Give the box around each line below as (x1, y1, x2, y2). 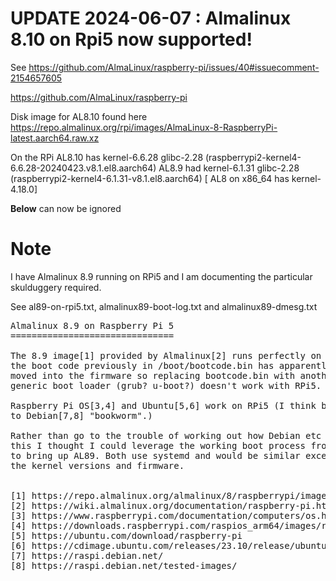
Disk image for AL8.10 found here (10, 110, 148, 122)
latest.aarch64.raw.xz (10, 132, 100, 144)
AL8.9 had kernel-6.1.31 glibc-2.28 (158, 162, 300, 174)
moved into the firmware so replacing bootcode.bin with (10, 370, 296, 381)
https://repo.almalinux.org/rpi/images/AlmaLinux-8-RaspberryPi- (10, 121, 278, 133)
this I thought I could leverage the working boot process (10, 440, 307, 451)
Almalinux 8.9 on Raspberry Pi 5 (10, 320, 175, 331)
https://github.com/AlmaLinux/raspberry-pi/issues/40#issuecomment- (28, 61, 320, 73)
